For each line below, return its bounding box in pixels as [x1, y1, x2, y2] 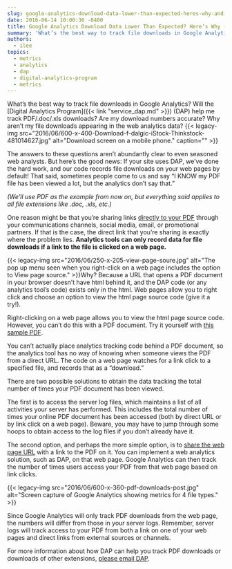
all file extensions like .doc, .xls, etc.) [7, 200, 112, 208]
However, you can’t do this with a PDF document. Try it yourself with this [7, 321, 214, 329]
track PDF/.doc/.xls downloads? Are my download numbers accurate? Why [7, 115, 220, 123]
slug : [7, 10, 23, 17]
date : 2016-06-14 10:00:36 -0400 [7, 17, 104, 24]
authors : [7, 36, 32, 43]
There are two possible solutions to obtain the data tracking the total [7, 377, 202, 386]
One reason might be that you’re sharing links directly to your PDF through [7, 214, 219, 222]
